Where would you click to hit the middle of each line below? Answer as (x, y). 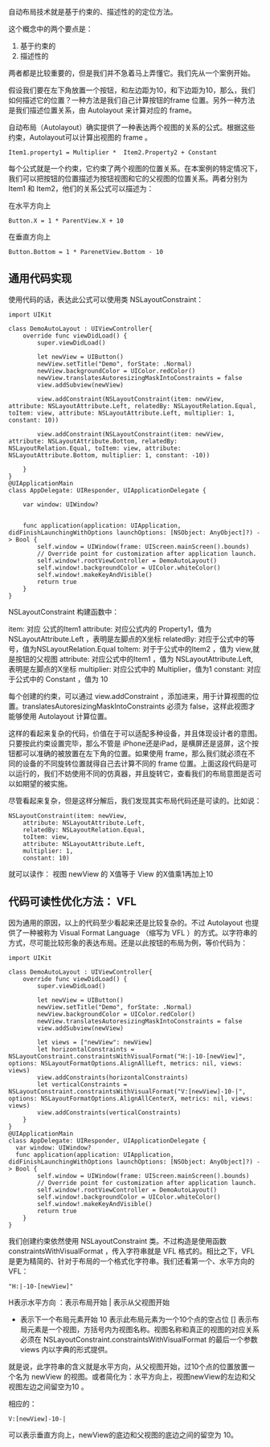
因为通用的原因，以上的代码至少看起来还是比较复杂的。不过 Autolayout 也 (130, 922)
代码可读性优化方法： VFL (72, 902)
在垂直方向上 (29, 237)
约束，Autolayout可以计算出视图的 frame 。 (80, 137)
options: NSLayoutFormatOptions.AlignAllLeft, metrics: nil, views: (125, 1063)
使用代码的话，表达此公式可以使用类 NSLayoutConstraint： (106, 299)
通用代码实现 (40, 278)
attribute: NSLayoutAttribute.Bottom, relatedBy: (93, 441)
